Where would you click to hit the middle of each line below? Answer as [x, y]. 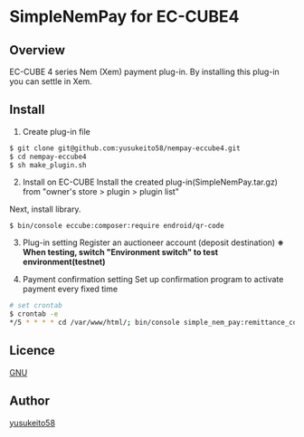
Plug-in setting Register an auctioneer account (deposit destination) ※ [153, 242]
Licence [33, 351]
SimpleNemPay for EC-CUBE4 [124, 17]
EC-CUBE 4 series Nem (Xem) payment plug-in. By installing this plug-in [145, 71]
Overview [38, 50]
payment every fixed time [70, 289]
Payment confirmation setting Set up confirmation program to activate [153, 280]
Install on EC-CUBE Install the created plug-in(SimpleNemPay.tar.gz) [150, 182]
